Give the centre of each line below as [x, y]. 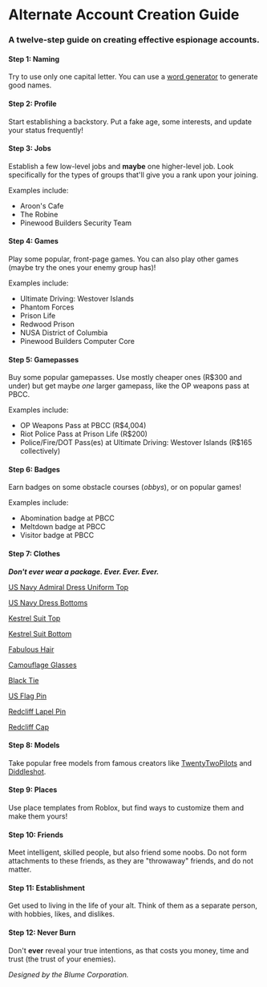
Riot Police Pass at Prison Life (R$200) [84, 434]
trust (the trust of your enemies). [62, 959]
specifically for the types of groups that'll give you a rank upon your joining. [133, 175]
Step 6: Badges [34, 469]
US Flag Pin [27, 696]
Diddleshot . [27, 771]
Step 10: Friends [36, 835]
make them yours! [38, 816]
